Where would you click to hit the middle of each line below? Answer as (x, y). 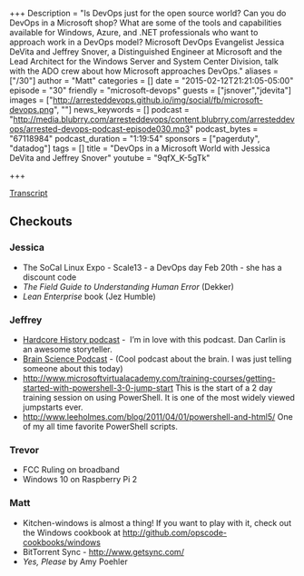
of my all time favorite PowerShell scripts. (100, 426)
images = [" (31, 100)
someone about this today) (73, 368)
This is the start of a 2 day (224, 387)
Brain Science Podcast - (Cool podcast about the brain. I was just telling (157, 359)
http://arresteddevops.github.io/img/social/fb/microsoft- (158, 100)
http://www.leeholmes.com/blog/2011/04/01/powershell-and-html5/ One (157, 416)
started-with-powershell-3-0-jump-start (98, 387)
